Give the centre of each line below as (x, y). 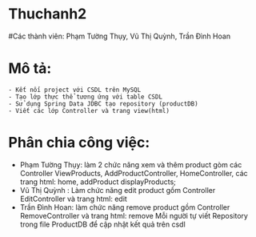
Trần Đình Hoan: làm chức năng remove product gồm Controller (125, 207)
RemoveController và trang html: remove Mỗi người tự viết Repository (134, 215)
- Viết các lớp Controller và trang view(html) (89, 110)
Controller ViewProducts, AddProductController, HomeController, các (134, 173)
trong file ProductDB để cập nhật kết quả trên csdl (102, 224)
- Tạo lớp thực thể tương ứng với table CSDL (85, 97)
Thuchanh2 (48, 14)
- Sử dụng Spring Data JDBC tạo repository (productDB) (103, 104)
